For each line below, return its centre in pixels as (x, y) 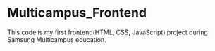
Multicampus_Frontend (77, 13)
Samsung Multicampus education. (57, 39)
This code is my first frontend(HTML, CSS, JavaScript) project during (107, 32)
